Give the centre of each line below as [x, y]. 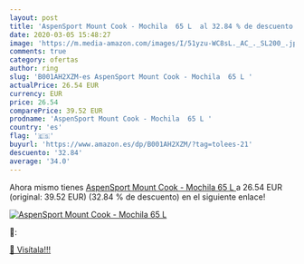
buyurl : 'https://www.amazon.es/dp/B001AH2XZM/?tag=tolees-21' [131, 144]
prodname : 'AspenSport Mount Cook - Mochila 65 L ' [111, 119]
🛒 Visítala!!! [30, 249]
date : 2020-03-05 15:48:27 [60, 34]
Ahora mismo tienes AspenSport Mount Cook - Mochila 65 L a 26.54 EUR [146, 187]
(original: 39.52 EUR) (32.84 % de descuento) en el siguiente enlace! [138, 197]
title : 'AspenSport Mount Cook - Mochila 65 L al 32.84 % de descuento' [153, 26]
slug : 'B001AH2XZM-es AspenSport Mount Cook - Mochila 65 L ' [131, 77]
